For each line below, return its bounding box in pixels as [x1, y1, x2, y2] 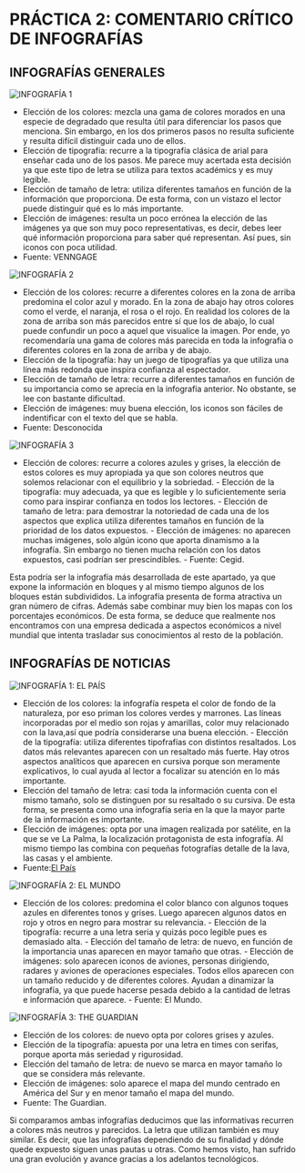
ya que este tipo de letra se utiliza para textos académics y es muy [22, 165, 273, 175]
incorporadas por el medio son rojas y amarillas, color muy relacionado [22, 717, 290, 728]
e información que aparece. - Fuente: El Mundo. [22, 994, 203, 1005]
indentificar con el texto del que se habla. [22, 412, 178, 423]
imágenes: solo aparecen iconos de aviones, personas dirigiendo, [22, 956, 270, 966]
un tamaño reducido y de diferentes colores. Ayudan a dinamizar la [22, 975, 275, 986]
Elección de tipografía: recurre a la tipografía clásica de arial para [22, 146, 269, 156]
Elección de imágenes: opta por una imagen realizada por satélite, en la [22, 824, 291, 834]
